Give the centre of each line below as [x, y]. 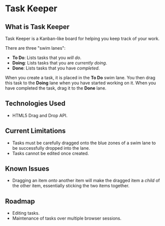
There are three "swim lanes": [35, 48]
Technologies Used [35, 104]
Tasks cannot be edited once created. [51, 153]
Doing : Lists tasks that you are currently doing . [59, 63]
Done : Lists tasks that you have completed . [56, 68]
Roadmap [20, 201]
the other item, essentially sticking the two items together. [71, 186]
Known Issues [27, 169]
